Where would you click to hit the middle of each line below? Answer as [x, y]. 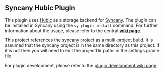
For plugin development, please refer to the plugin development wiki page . [81, 65]
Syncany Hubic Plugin [40, 8]
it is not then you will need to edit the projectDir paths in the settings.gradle [82, 50]
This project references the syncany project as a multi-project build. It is [79, 40]
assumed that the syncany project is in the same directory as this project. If [82, 45]
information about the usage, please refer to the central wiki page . [73, 30]
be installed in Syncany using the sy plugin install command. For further [82, 25]
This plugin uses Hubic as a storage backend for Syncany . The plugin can [81, 20]
